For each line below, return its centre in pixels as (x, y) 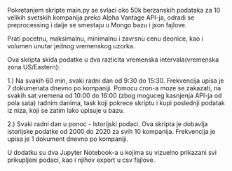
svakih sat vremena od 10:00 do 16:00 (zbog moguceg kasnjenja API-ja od (115, 95)
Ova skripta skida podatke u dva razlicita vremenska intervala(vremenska (113, 60)
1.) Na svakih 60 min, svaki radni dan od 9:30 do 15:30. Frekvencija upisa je (116, 81)
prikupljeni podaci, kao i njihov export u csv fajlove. (81, 160)
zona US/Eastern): (34, 67)
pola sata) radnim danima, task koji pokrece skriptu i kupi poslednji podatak (116, 103)
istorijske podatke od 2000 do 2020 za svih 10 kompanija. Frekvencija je (111, 131)
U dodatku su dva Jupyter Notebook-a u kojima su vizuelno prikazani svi (112, 152)
